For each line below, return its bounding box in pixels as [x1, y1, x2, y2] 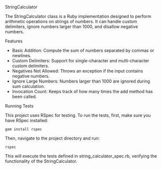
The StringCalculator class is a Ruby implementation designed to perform [5, 14, 152, 19]
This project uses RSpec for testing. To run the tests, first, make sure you [5, 113, 151, 118]
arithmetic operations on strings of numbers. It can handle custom [5, 19, 137, 24]
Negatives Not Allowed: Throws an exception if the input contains [12, 68, 143, 74]
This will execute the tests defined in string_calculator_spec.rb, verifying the [5, 153, 157, 159]
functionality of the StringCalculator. [5, 158, 78, 164]
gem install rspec [5, 127, 42, 132]
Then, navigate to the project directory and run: [5, 135, 100, 141]
